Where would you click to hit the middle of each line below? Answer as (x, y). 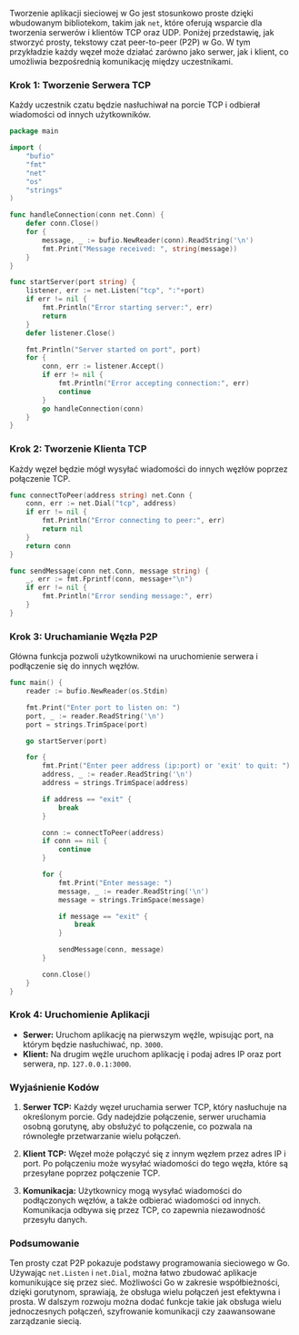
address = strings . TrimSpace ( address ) (115, 783)
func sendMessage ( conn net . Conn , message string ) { (109, 571)
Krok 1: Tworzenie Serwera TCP (80, 85)
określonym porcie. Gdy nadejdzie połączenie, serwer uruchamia (144, 1117)
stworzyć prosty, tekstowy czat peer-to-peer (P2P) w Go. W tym (130, 42)
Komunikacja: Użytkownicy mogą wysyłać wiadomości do (132, 1191)
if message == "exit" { (103, 916)
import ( (26, 148)
